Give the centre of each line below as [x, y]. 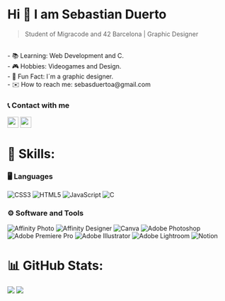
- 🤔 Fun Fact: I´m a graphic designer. [60, 76]
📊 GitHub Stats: [56, 266]
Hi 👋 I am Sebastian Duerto [87, 14]
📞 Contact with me [39, 105]
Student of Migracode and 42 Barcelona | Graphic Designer [111, 34]
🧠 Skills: [31, 154]
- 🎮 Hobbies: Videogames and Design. [64, 66]
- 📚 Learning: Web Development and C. [66, 55]
